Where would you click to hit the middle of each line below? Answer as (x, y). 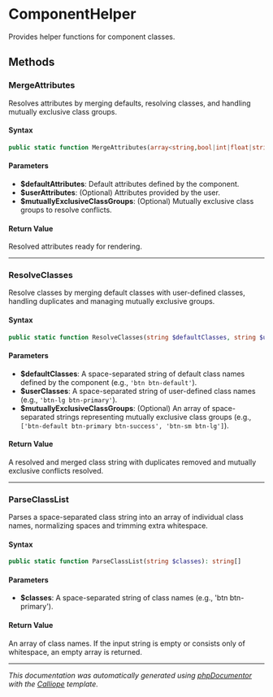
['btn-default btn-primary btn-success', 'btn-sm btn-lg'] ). (124, 425)
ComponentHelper (72, 14)
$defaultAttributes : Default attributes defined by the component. (130, 184)
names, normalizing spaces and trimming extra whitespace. (108, 526)
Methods (32, 62)
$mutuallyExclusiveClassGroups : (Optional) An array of (115, 408)
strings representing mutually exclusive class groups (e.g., (154, 417)
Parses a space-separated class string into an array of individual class (126, 517)
